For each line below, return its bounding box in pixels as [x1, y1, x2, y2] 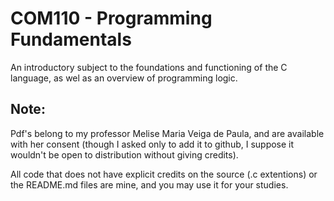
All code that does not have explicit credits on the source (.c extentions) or [10, 168, 318, 180]
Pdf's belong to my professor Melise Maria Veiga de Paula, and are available [10, 127, 325, 139]
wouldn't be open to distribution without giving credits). [10, 148, 239, 161]
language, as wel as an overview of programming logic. [10, 72, 238, 84]
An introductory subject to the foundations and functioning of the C [10, 61, 288, 73]
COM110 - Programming [10, 7, 213, 30]
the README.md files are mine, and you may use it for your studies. [10, 178, 289, 191]
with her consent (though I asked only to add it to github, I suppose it [10, 138, 295, 150]
